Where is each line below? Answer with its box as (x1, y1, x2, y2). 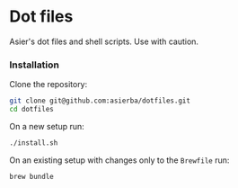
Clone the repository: (9, 79, 88, 90)
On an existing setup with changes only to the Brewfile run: (9, 155, 230, 166)
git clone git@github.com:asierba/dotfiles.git (9, 96, 191, 105)
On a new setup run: (9, 121, 85, 131)
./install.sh (9, 138, 58, 148)
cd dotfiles (9, 105, 54, 114)
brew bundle (9, 172, 54, 181)
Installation (9, 58, 60, 71)
